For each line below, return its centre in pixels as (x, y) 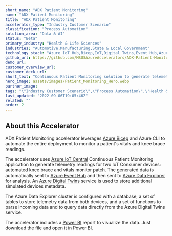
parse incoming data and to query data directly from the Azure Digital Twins (85, 207)
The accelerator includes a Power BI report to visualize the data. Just (78, 222)
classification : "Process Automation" (47, 29)
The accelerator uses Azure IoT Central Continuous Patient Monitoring (79, 159)
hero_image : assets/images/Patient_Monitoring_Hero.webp (67, 81)
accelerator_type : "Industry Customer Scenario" (58, 24)
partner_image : (21, 86)
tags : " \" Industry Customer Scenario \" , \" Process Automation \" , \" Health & (87, 91)
